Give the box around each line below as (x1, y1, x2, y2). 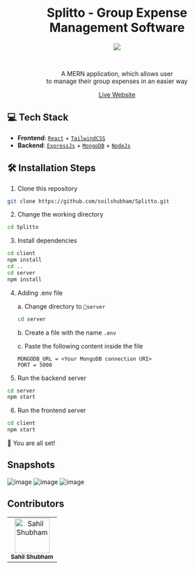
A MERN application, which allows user (61, 69, 173, 78)
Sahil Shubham (10, 553, 54, 560)
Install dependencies (17, 236, 78, 245)
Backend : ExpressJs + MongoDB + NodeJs (17, 141, 131, 149)
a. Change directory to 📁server (17, 302, 106, 310)
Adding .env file (17, 288, 63, 297)
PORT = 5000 (17, 361, 52, 368)
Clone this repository (17, 184, 78, 193)
